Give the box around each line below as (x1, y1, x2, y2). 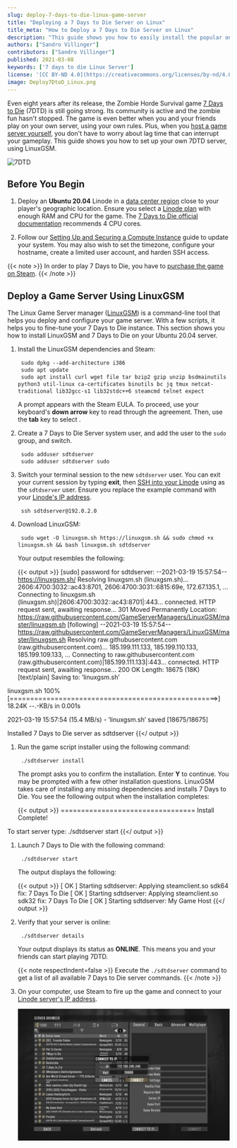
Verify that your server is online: (17, 918, 111, 927)
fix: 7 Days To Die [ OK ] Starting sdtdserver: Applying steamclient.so (17, 889, 219, 898)
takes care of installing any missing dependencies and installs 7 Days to (17, 785, 227, 794)
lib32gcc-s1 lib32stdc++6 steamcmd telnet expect (55, 388, 205, 395)
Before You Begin (7, 178, 85, 190)
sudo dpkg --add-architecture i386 (20, 359, 126, 367)
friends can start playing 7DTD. (17, 952, 109, 961)
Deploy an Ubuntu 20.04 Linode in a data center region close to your (17, 197, 219, 205)
